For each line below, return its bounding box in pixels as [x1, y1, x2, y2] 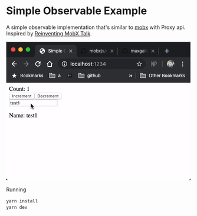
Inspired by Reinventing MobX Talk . [6, 30, 93, 37]
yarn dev [6, 204, 28, 210]
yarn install [6, 198, 38, 204]
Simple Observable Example [6, 4, 147, 18]
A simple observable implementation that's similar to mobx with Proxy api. [6, 24, 186, 31]
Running [6, 186, 27, 193]
